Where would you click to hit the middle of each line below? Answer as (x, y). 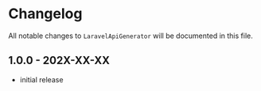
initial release (41, 79)
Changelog (45, 14)
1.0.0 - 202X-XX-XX (59, 61)
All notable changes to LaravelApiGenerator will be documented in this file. (130, 36)
